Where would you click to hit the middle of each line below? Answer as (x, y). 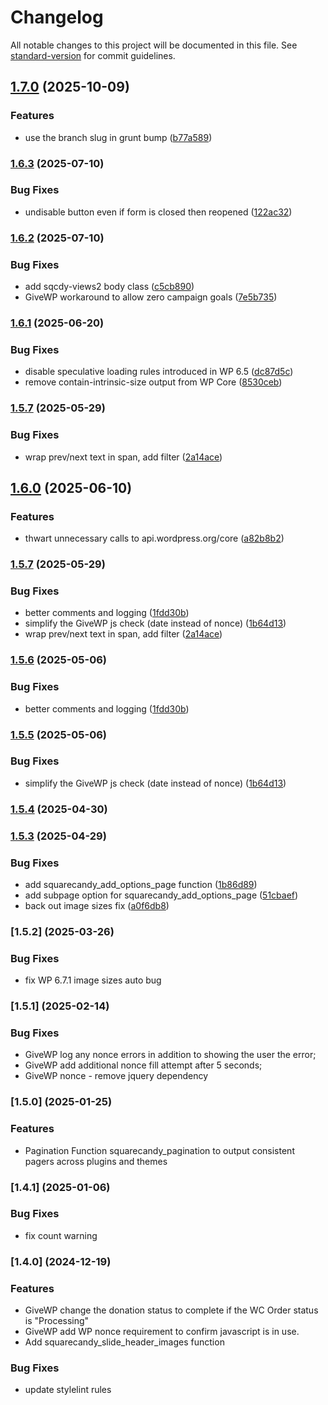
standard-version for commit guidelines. (93, 55)
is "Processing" (57, 1321)
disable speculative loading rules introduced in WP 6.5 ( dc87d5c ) (159, 372)
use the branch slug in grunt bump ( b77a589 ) (118, 137)
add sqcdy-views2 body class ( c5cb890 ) (109, 287)
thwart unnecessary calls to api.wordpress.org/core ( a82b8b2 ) (154, 538)
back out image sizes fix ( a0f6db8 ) (97, 905)
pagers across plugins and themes (96, 1161)
